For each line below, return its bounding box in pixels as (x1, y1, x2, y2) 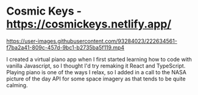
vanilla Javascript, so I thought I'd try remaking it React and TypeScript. (6, 62, 186, 69)
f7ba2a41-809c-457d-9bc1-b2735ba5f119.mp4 (6, 44, 125, 51)
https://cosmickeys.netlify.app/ (6, 17, 172, 31)
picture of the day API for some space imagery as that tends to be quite (6, 75, 186, 82)
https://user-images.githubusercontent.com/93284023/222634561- (6, 37, 178, 44)
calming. (6, 81, 28, 89)
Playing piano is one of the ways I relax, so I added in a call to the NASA (6, 68, 187, 76)
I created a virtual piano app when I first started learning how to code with (6, 55, 192, 63)
